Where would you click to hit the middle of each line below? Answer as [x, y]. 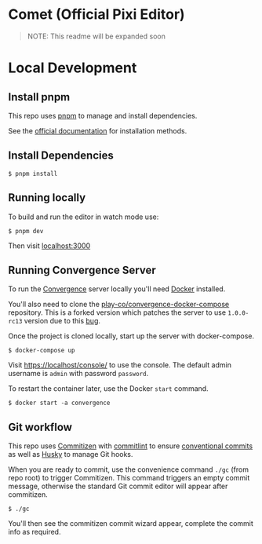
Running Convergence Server [82, 270]
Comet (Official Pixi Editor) [97, 15]
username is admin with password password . [78, 374]
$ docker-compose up [42, 351]
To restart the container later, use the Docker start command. [109, 389]
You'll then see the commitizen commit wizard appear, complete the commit [131, 524]
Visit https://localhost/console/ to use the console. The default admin [120, 365]
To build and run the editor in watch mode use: [84, 217]
